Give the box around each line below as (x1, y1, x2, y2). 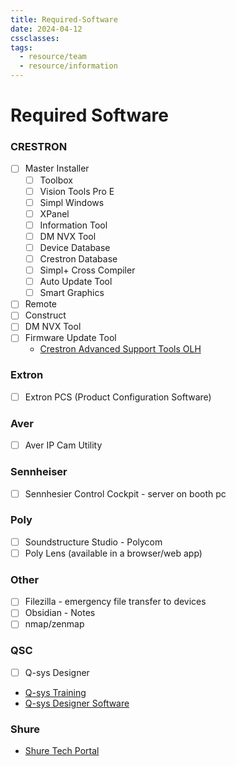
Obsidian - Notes (24, 607, 96, 619)
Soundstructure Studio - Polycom (24, 536, 163, 548)
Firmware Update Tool (24, 332, 117, 344)
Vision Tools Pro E (39, 185, 115, 197)
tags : (10, 42, 33, 53)
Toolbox (39, 174, 73, 186)
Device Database (39, 241, 111, 253)
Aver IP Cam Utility (24, 439, 103, 451)
